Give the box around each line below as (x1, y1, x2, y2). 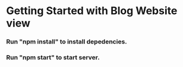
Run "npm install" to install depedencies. (6, 38, 128, 46)
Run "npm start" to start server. (6, 53, 100, 62)
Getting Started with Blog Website (6, 4, 178, 18)
